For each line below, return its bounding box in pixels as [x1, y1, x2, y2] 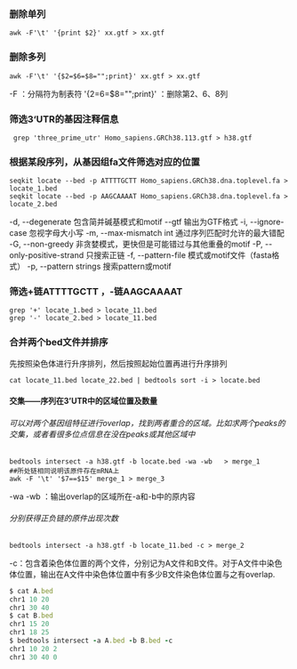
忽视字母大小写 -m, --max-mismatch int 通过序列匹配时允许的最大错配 [28, 228, 285, 238]
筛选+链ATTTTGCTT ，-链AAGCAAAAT [9, 286, 183, 298]
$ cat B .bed [9, 611, 53, 620]
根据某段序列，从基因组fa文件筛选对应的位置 [9, 156, 200, 168]
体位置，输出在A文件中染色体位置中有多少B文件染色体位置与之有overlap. [9, 568, 276, 579]
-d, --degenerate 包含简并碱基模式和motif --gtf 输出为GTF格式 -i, [9, 216, 249, 228]
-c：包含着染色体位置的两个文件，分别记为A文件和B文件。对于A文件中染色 [9, 558, 283, 568]
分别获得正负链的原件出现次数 [9, 513, 118, 524]
